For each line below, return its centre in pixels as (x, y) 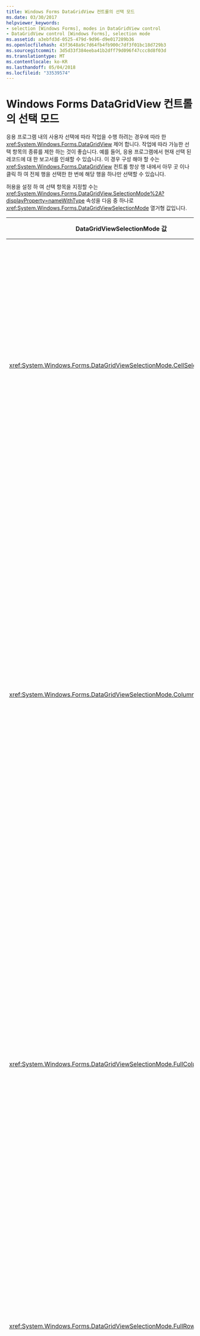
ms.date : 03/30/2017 (32, 17)
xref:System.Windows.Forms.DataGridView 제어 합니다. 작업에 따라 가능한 (95, 145)
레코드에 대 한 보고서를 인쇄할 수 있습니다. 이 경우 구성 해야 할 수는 (83, 159)
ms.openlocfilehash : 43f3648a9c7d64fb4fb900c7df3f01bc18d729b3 (86, 45)
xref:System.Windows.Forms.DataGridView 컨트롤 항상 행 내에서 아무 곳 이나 (98, 167)
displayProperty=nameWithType (46, 201)
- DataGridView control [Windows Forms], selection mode (78, 34)
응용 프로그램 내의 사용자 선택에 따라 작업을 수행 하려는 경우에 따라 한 (86, 137)
